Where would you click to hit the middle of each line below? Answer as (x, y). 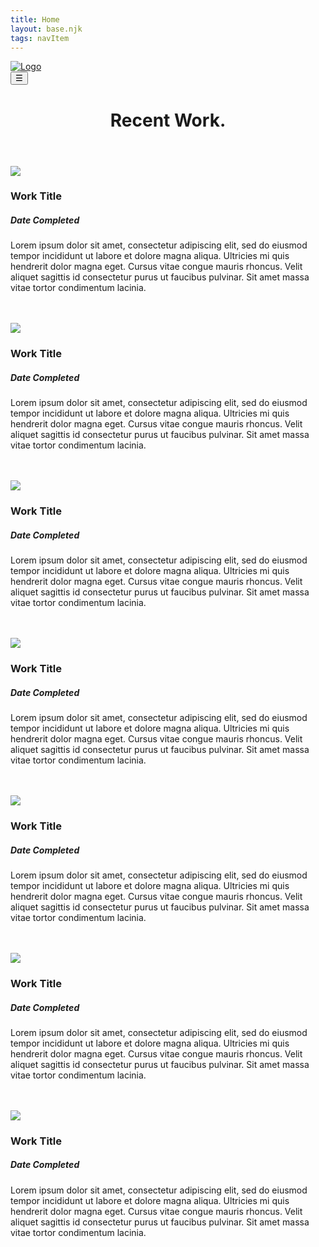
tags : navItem (40, 38)
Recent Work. (168, 120)
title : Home (35, 19)
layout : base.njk (46, 29)
